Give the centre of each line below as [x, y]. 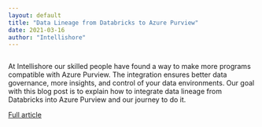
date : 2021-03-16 [37, 30]
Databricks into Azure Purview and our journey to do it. [97, 100]
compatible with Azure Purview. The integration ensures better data [118, 74]
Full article [25, 115]
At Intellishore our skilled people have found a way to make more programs [130, 67]
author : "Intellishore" [47, 37]
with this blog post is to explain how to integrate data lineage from [115, 92]
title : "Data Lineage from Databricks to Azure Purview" [103, 23]
